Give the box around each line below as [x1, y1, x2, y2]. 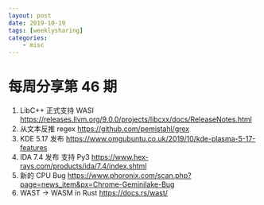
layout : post [8, 11, 52, 20]
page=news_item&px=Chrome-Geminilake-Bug [19, 180, 175, 189]
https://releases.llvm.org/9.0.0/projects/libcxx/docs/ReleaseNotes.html [19, 114, 252, 124]
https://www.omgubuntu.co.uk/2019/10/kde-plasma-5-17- [65, 134, 256, 144]
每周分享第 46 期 [8, 78, 118, 96]
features [19, 143, 48, 153]
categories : [8, 33, 48, 42]
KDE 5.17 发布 [19, 134, 64, 144]
